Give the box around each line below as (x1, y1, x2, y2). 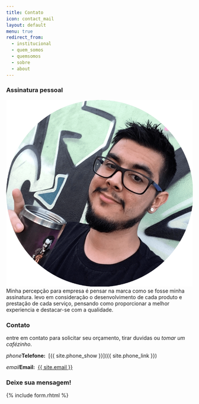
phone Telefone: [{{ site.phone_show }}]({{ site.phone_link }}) (6, 352, 158, 360)
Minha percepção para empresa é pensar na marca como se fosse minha (6, 287, 185, 294)
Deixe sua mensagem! (6, 379, 72, 387)
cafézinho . (6, 341, 33, 348)
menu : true (6, 28, 33, 34)
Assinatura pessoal (6, 86, 63, 94)
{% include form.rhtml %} (6, 392, 69, 399)
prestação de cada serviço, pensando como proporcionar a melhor (6, 300, 170, 307)
